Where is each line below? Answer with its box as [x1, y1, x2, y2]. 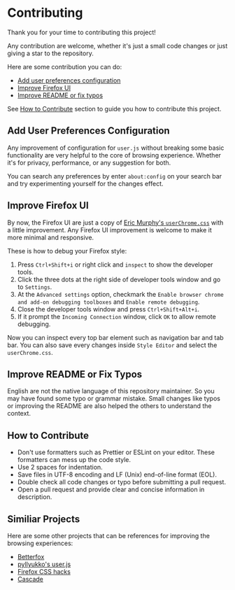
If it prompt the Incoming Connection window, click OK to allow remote [17, 312, 217, 321]
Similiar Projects [7, 513, 80, 525]
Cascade [17, 575, 44, 583]
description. [17, 493, 52, 501]
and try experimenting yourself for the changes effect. [7, 179, 164, 188]
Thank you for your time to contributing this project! [7, 28, 156, 36]
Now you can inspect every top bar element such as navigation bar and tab [7, 333, 224, 342]
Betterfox [17, 553, 45, 561]
